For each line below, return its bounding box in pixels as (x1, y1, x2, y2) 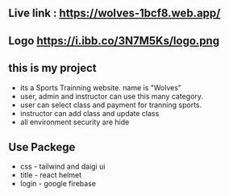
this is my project (8, 61, 97, 75)
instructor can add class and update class (19, 108, 160, 118)
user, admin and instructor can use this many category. (19, 91, 204, 101)
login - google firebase (19, 179, 97, 189)
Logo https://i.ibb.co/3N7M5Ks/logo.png (8, 34, 220, 48)
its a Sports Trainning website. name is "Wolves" (19, 82, 182, 92)
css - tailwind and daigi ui (19, 161, 106, 172)
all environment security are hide (19, 117, 130, 127)
